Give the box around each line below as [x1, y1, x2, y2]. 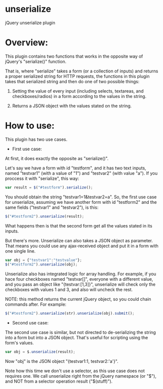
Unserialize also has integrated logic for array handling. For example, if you [5, 271, 157, 277]
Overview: [5, 37, 48, 48]
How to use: [5, 120, 55, 131]
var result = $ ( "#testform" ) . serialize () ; [5, 185, 93, 190]
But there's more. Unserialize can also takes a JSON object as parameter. [5, 237, 153, 243]
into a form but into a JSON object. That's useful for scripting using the [5, 335, 148, 341]
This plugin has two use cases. [5, 136, 68, 142]
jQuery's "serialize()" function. [5, 58, 67, 65]
